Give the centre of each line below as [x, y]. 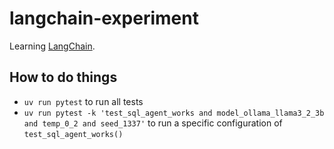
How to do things [63, 77]
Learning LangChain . [52, 46]
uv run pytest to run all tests [83, 101]
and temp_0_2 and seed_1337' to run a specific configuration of [153, 123]
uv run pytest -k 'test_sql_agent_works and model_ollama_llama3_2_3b [174, 113]
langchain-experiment [104, 18]
